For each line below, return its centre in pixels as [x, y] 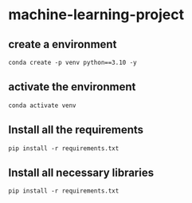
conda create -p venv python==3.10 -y [72, 62]
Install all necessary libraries [81, 173]
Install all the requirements [76, 130]
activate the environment [72, 87]
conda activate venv [43, 105]
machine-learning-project [96, 15]
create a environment [63, 44]
